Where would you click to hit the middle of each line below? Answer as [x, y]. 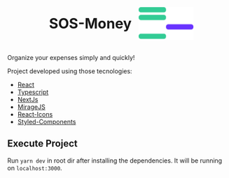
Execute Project [43, 143]
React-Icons [35, 114]
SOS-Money [90, 23]
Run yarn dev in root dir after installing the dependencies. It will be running [115, 161]
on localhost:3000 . [35, 168]
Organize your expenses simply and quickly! [71, 58]
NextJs [28, 99]
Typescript [33, 92]
